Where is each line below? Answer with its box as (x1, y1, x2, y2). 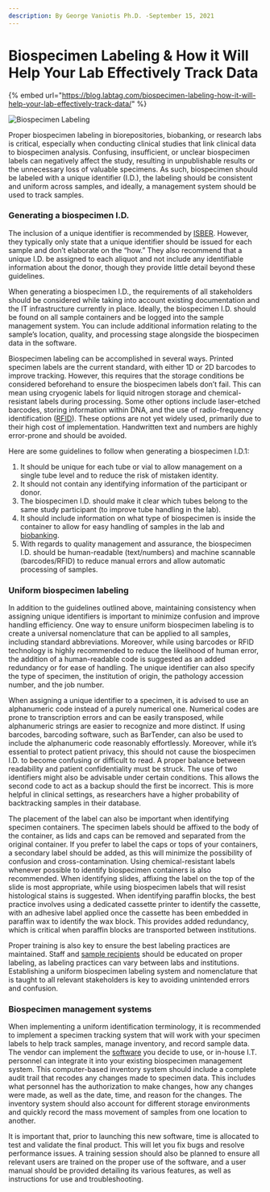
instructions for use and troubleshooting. (8, 1174, 143, 1184)
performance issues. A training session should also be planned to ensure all (8, 1149, 260, 1158)
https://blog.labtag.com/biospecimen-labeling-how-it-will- (61, 90, 256, 100)
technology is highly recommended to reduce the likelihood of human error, (8, 646, 260, 656)
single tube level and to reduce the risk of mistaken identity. (19, 470, 219, 480)
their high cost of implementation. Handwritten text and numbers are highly (8, 422, 258, 432)
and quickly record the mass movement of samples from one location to (8, 1107, 247, 1117)
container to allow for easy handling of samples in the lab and (19, 521, 225, 532)
